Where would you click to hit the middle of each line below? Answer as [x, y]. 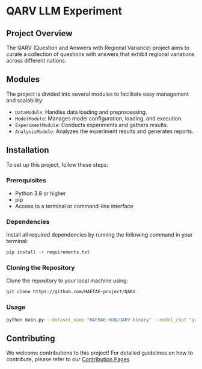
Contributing [31, 338]
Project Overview [39, 33]
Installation [28, 150]
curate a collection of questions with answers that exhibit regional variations [100, 54]
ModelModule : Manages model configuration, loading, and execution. [99, 118]
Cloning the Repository [41, 268]
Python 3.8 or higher [40, 193]
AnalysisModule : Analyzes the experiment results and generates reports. [104, 131]
